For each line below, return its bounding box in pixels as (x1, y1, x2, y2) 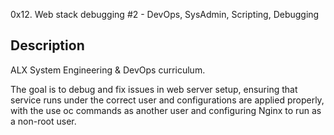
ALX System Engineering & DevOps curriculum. (10, 64, 206, 76)
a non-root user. (10, 115, 77, 127)
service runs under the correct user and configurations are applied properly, (10, 94, 325, 106)
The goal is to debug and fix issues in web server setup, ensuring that (10, 83, 298, 95)
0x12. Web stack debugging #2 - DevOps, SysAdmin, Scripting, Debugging (10, 9, 320, 20)
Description (10, 37, 85, 54)
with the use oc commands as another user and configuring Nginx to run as (10, 104, 322, 116)
